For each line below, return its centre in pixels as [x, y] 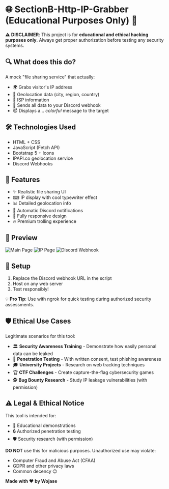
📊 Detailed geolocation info [42, 203]
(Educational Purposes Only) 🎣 [71, 21]
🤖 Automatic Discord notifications [48, 211]
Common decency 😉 [35, 471]
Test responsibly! [31, 289]
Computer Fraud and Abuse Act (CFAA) [54, 460]
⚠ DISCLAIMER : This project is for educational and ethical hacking [77, 35]
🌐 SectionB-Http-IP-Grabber [67, 9]
